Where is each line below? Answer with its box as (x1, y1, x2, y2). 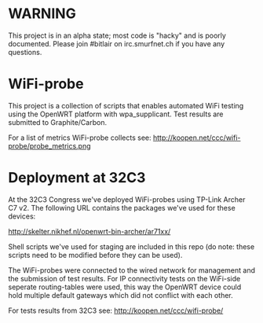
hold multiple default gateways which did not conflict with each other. (8, 290, 233, 299)
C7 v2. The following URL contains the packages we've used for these (8, 203, 236, 212)
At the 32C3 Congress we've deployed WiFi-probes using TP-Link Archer (8, 194, 246, 204)
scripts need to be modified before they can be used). (8, 250, 183, 259)
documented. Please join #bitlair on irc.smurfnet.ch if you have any (8, 39, 225, 48)
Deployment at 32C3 (8, 169, 146, 187)
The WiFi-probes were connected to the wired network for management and (8, 265, 255, 275)
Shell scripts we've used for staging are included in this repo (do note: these (8, 241, 255, 251)
